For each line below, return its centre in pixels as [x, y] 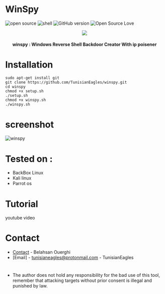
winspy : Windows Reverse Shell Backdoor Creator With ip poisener [85, 44]
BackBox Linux [28, 173]
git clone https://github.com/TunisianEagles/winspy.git [66, 82]
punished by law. [30, 286]
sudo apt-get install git [32, 78]
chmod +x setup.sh [24, 91]
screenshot [30, 124]
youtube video [20, 218]
